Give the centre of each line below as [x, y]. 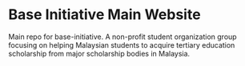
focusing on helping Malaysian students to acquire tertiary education [122, 45]
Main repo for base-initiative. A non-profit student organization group [123, 37]
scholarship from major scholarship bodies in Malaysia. [99, 53]
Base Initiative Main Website [105, 15]
